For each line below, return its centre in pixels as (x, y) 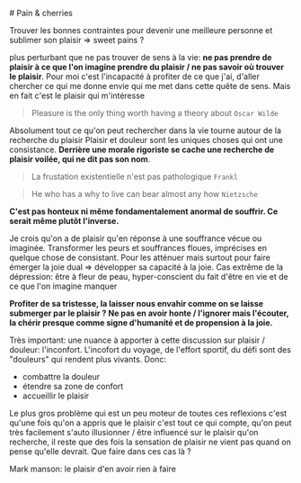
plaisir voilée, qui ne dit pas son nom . (80, 159)
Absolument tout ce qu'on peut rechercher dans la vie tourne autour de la (145, 130)
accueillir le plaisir (56, 396)
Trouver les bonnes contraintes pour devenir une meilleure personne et (141, 30)
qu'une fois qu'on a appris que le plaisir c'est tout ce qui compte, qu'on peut (150, 423)
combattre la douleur (61, 376)
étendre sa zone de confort (73, 386)
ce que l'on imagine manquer (63, 286)
